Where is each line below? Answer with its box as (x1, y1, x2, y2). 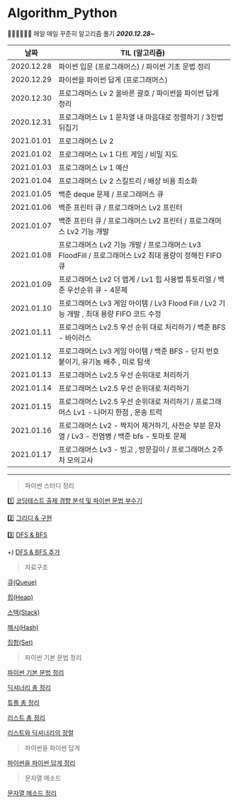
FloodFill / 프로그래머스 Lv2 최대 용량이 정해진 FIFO (58, 250, 222, 260)
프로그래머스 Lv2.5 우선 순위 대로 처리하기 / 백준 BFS (58, 322, 226, 332)
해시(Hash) (7, 622, 39, 632)
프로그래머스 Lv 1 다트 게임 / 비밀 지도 (58, 149, 178, 159)
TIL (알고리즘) (120, 48, 165, 57)
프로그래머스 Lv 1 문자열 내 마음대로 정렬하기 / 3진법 (58, 112, 224, 122)
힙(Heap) (7, 593, 34, 601)
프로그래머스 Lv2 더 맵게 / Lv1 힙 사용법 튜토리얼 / (58, 274, 216, 284)
